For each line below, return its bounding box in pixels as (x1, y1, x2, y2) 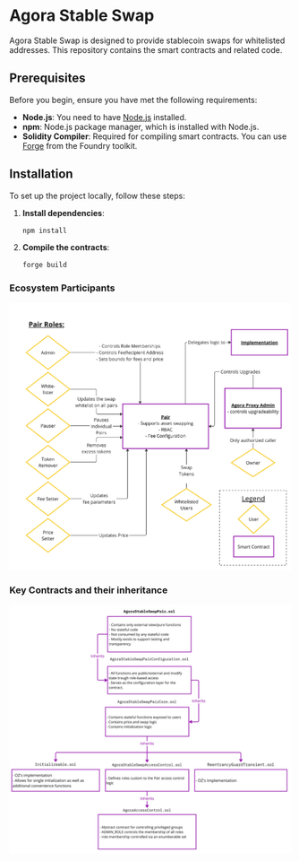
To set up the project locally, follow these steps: (9, 190, 186, 201)
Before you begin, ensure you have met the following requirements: (9, 94, 258, 105)
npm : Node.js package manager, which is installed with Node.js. (21, 121, 260, 132)
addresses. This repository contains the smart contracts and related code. (9, 44, 283, 55)
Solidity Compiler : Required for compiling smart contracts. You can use (21, 131, 287, 142)
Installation (9, 167, 73, 182)
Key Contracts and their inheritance (9, 584, 168, 596)
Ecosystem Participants (9, 282, 115, 294)
